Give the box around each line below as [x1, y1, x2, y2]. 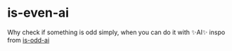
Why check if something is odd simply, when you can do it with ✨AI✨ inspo [7, 28, 226, 36]
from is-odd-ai [7, 36, 50, 44]
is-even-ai [7, 5, 69, 21]
